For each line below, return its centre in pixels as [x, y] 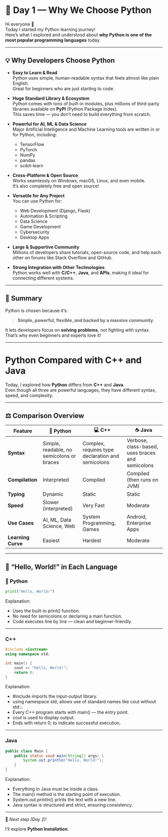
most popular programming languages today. [53, 40]
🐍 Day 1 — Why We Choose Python [78, 10]
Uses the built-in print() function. [46, 611]
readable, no [57, 450]
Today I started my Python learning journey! [50, 29]
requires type [98, 450]
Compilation [22, 480]
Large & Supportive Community [46, 247]
